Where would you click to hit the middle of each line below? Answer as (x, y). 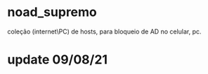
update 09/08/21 (57, 60)
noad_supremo (52, 12)
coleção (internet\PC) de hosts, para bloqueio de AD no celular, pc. (104, 31)
